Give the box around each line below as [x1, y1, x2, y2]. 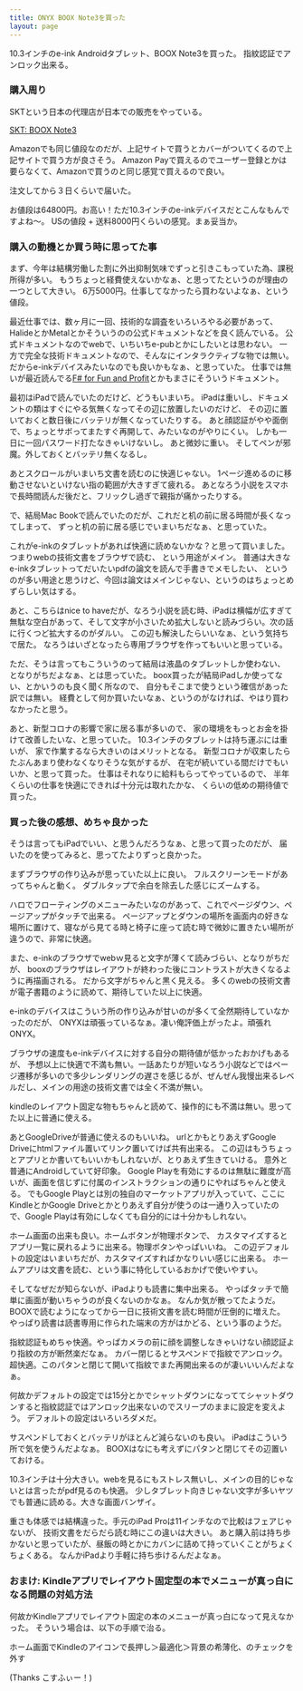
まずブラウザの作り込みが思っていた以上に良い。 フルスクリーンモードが [9, 869, 280, 880]
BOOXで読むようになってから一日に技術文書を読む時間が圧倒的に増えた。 [9, 1307, 285, 1317]
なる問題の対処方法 [9, 1589, 93, 1601]
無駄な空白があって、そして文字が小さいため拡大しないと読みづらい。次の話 [9, 617, 294, 627]
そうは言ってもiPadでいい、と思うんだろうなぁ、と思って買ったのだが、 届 [9, 838, 288, 849]
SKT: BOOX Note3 [9, 124, 77, 135]
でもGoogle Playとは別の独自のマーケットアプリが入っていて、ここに [26, 1189, 286, 1200]
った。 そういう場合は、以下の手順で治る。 [9, 1622, 170, 1633]
